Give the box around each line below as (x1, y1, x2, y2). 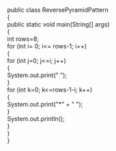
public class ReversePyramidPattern (7, 6, 109, 14)
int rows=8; (7, 35, 40, 43)
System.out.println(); (7, 115, 65, 122)
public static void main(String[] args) (7, 20, 111, 28)
